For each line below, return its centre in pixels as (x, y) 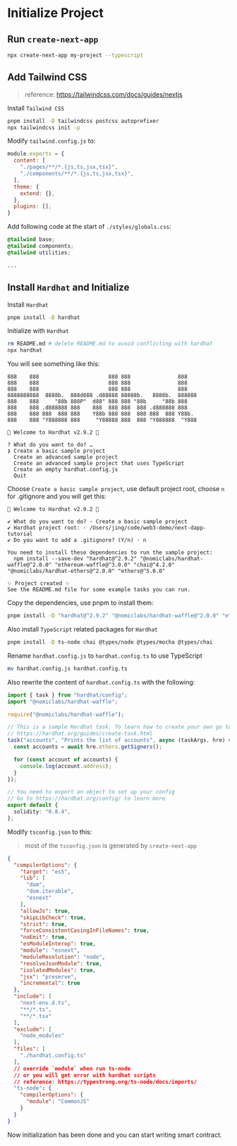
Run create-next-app (53, 39)
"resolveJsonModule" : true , (61, 963)
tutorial (20, 534)
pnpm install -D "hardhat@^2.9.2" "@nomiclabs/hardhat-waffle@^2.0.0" (113, 616)
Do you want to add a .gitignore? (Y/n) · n (80, 540)
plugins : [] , (33, 206)
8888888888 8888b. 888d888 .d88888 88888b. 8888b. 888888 (102, 396)
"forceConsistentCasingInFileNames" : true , (85, 931)
